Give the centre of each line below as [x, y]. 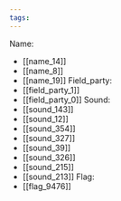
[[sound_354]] [49, 129]
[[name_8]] [43, 71]
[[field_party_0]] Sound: [66, 100]
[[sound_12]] [46, 119]
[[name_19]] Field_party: [67, 80]
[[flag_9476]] [47, 186]
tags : [19, 18]
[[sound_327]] [48, 138]
